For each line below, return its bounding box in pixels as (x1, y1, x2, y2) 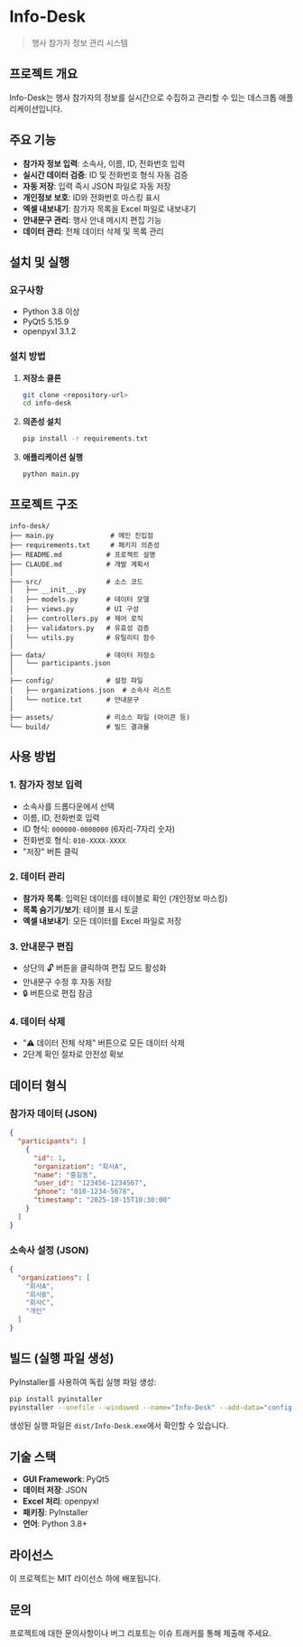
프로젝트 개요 (9, 66, 78, 82)
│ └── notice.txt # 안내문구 (9, 695, 140, 704)
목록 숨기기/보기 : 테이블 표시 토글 (22, 904, 139, 915)
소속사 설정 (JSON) (9, 1243, 89, 1256)
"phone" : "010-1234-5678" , (32, 1187, 135, 1196)
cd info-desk (22, 399, 72, 408)
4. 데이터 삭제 (9, 1016, 66, 1028)
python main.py (22, 470, 80, 479)
